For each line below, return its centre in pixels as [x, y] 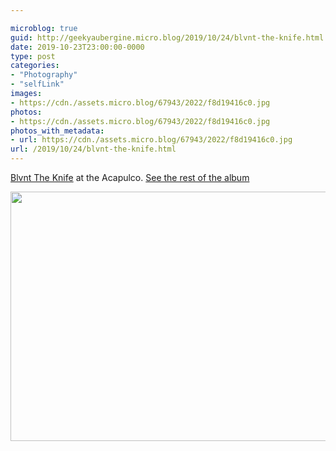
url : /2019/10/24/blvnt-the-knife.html [93, 149]
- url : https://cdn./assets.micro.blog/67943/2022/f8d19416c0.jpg [151, 140]
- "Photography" [44, 75]
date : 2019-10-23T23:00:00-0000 [77, 47]
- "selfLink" [37, 84]
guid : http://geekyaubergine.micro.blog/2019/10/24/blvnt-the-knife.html [167, 37]
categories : [35, 66]
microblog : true [44, 28]
